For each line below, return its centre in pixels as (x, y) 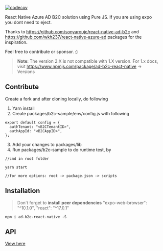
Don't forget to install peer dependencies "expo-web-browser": (82, 202)
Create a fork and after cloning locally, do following (57, 99)
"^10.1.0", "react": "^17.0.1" (43, 208)
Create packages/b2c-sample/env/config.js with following (71, 113)
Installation (23, 191)
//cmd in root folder (27, 159)
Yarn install (23, 108)
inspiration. (16, 42)
